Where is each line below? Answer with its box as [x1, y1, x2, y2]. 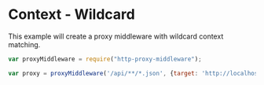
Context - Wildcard [8, 6, 135, 24]
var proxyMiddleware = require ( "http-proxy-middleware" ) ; [8, 55, 202, 63]
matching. [8, 39, 41, 49]
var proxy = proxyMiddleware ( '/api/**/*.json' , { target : [8, 69, 199, 77]
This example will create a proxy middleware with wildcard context [8, 31, 224, 41]
